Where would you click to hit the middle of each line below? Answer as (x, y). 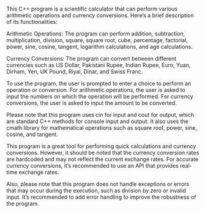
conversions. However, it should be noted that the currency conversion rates (103, 153)
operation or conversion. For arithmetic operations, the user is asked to (96, 90)
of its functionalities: (32, 22)
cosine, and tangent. (32, 134)
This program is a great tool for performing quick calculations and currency (101, 146)
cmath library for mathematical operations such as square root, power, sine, (102, 128)
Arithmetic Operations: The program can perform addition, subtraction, (96, 34)
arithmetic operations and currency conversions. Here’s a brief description (100, 15)
